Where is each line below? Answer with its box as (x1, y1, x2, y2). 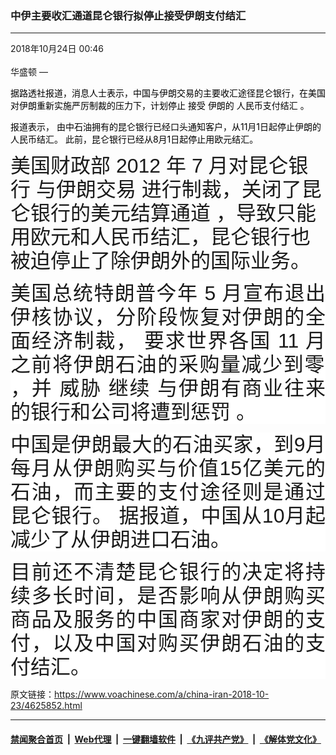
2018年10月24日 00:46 (10, 43, 104, 55)
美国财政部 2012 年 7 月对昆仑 (10, 154, 289, 178)
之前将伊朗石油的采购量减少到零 (10, 353, 326, 377)
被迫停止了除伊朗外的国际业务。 (10, 249, 312, 273)
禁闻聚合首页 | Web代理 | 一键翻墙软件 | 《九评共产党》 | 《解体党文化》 (10, 733, 322, 745)
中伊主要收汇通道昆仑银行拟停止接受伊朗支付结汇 (10, 8, 247, 22)
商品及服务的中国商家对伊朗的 (10, 608, 306, 632)
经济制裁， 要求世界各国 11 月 (31, 329, 326, 353)
